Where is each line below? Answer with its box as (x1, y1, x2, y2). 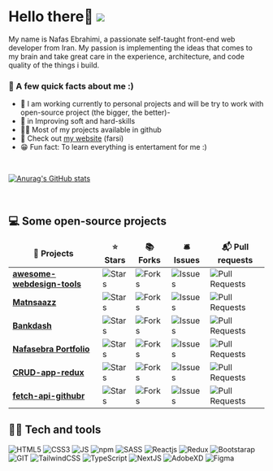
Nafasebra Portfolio (12, 343, 90, 355)
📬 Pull (222, 242, 249, 253)
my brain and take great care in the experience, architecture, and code (8, 51, 245, 61)
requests (218, 255, 253, 266)
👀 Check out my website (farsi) (19, 133, 124, 143)
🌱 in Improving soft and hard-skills (19, 116, 136, 126)
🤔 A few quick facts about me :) (8, 81, 134, 92)
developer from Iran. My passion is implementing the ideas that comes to (8, 42, 253, 52)
